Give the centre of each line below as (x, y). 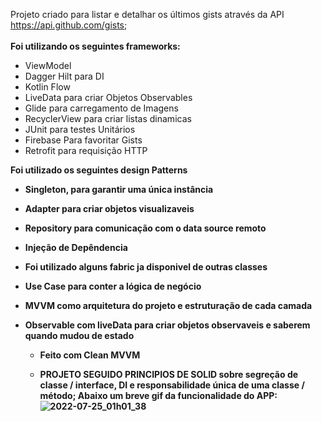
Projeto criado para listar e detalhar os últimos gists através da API (147, 14)
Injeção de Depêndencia (76, 247)
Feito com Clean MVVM (90, 355)
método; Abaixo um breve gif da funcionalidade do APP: (158, 395)
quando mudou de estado (79, 335)
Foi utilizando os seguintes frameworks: (95, 46)
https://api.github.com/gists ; (69, 25)
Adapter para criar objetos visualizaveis (109, 208)
